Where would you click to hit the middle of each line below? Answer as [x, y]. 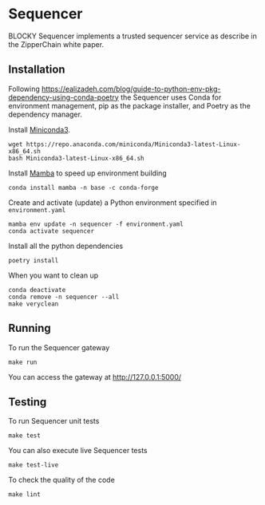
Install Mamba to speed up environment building [88, 173]
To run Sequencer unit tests [54, 421]
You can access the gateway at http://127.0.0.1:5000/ [95, 377]
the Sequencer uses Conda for [171, 97]
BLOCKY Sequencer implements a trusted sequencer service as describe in [132, 36]
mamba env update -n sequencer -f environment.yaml [96, 224]
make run [23, 362]
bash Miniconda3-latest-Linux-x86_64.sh [77, 158]
